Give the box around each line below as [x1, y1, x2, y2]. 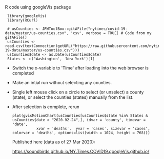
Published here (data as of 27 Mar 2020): [12, 139, 95, 145]
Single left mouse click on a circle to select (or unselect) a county [12, 89, 144, 95]
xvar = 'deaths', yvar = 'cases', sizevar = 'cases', [36, 126, 150, 131]
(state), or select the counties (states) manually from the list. [12, 94, 134, 100]
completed [12, 70, 34, 76]
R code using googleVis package [5, 4, 71, 10]
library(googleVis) [7, 14, 47, 19]
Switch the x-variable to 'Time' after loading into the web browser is [12, 65, 149, 70]
